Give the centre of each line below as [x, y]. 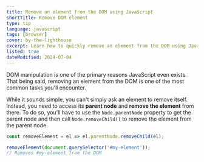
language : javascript [34, 29]
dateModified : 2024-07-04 [39, 57]
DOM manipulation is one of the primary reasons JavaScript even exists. [97, 74]
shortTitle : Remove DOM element [47, 18]
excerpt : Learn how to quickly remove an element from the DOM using [96, 46]
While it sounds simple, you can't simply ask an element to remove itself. [97, 99]
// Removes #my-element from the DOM [54, 153]
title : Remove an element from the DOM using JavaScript [80, 12]
